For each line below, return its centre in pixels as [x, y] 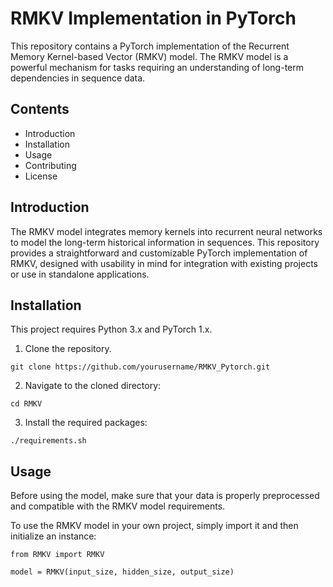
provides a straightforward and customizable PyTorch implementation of [159, 253]
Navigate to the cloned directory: [93, 386]
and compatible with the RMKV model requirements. [118, 506]
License [41, 176]
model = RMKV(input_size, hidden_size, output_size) [122, 572]
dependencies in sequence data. [78, 78]
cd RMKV [26, 404]
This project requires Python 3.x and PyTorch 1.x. [111, 329]
